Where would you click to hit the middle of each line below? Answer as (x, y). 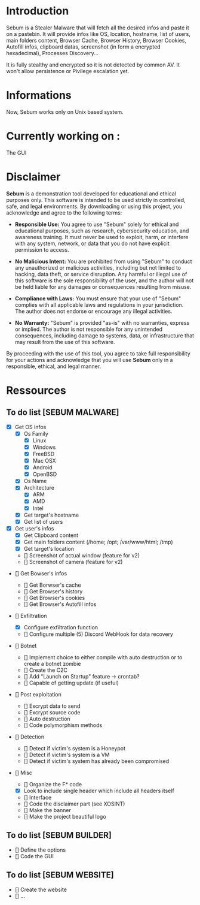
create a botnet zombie (52, 664)
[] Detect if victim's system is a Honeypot (75, 748)
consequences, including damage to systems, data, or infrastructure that (104, 335)
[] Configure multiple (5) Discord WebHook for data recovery (98, 634)
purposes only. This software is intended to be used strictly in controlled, (96, 200)
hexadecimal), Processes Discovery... (52, 53)
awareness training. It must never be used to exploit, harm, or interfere (101, 237)
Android (42, 467)
